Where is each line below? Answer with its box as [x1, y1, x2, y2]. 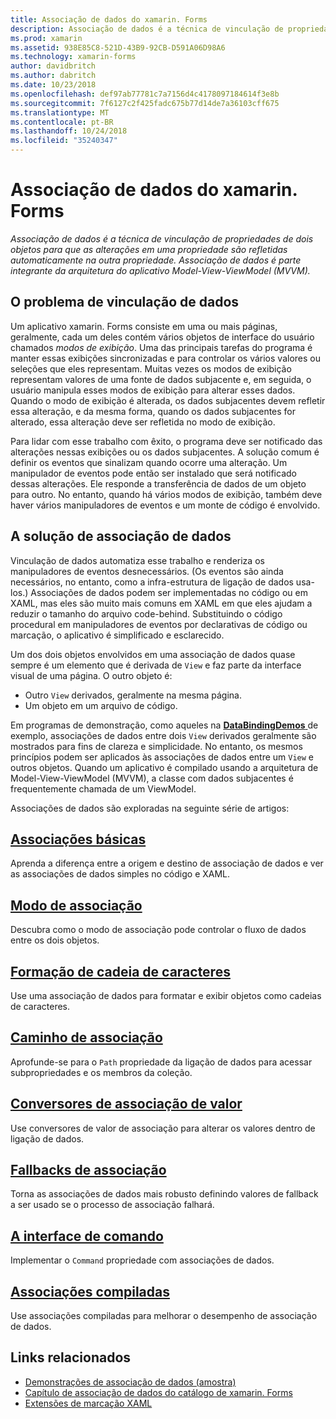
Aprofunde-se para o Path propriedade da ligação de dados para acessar [10, 1056, 313, 1068]
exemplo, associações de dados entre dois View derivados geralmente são [10, 729, 317, 741]
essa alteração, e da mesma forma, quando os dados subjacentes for [10, 405, 297, 417]
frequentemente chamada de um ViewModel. [10, 782, 197, 795]
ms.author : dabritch [10, 71, 97, 81]
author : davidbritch [10, 61, 97, 71]
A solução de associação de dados [10, 528, 232, 545]
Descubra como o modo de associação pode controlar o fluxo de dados [10, 924, 307, 936]
